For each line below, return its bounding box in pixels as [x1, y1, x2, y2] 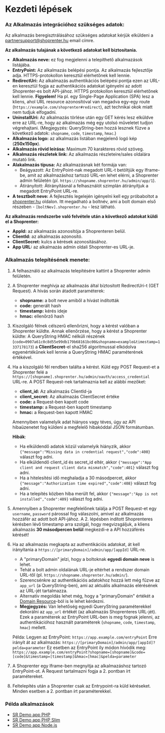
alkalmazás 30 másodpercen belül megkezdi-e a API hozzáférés [12, 526, 145, 532]
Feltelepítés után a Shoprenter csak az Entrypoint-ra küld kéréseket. [12, 683, 151, 688]
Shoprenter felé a [12, 369, 48, 375]
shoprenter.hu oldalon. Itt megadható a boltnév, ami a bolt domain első [12, 199, 156, 205]
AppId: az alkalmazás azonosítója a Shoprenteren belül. [12, 229, 126, 234]
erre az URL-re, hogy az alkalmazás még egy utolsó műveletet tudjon [12, 120, 153, 126]
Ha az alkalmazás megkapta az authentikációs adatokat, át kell [12, 541, 140, 547]
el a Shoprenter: [5, 219, 39, 225]
